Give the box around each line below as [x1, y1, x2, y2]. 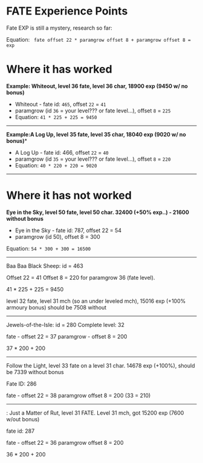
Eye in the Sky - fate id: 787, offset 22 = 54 [14, 227, 122, 234]
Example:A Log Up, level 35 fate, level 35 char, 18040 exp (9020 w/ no [6, 131, 186, 138]
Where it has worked [6, 62, 113, 76]
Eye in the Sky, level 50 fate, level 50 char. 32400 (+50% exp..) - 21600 [6, 209, 189, 216]
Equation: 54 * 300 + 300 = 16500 [6, 245, 91, 252]
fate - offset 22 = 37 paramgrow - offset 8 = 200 [6, 332, 127, 340]
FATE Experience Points [6, 4, 128, 18]
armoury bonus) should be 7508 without [6, 303, 107, 311]
